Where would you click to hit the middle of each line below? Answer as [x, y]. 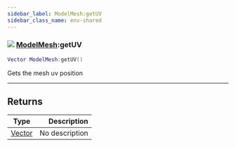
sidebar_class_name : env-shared [54, 20]
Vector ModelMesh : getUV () [45, 59]
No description [64, 133]
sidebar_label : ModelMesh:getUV [54, 14]
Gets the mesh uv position [45, 73]
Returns [25, 102]
